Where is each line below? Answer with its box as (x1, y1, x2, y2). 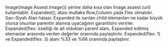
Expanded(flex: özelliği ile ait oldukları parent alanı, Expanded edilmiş (5, 25, 149, 31)
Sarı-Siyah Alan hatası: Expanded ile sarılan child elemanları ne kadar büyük (5, 15, 163, 20)
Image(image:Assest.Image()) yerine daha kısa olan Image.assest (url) (5, 4, 151, 10)
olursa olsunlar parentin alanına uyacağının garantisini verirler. (5, 20, 134, 26)
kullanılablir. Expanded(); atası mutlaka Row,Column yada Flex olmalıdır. (5, 9, 153, 15)
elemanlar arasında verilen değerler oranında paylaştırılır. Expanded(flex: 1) (5, 31, 160, 36)
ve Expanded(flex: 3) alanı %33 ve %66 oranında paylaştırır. (5, 36, 130, 42)
